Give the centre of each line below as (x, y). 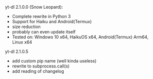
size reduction (26, 27)
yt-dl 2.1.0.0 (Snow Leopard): (34, 7)
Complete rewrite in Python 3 (41, 16)
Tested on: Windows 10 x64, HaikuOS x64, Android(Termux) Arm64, (80, 37)
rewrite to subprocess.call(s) (41, 66)
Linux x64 (22, 42)
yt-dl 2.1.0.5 (17, 51)
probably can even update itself (44, 32)
